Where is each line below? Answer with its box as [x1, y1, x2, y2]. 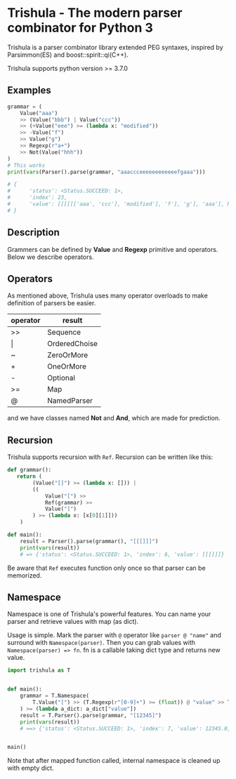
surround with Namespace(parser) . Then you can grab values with [7, 639, 195, 647]
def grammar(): [7, 467, 52, 474]
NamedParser [47, 396, 93, 406]
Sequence [47, 328, 81, 338]
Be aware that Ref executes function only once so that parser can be [7, 564, 206, 572]
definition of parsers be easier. [7, 299, 96, 307]
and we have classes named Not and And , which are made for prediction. [7, 414, 221, 422]
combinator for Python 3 [7, 20, 153, 36]
